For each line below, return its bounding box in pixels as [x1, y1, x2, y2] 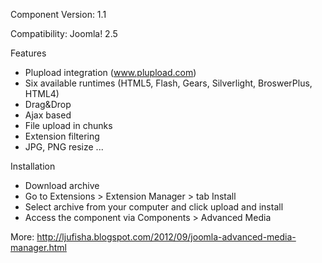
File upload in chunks [24, 120, 113, 131]
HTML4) [24, 88, 60, 99]
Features [10, 47, 47, 59]
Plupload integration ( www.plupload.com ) [24, 67, 197, 78]
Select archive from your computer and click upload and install [24, 201, 284, 213]
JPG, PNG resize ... [24, 141, 104, 153]
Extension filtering [24, 130, 100, 142]
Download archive [24, 180, 100, 191]
